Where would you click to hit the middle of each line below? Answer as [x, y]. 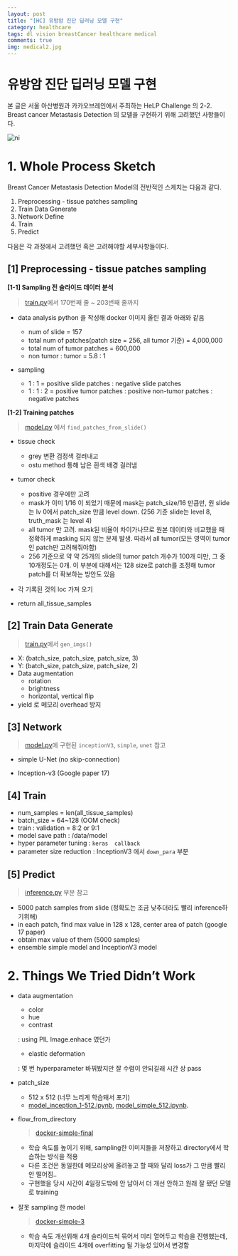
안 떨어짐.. [43, 1174]
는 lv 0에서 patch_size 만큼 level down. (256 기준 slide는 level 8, [120, 512]
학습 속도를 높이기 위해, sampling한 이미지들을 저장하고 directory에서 [125, 1147]
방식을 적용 [63, 1156]
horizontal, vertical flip [61, 696]
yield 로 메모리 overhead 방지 [59, 704]
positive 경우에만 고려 [59, 494]
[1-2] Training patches [41, 412]
